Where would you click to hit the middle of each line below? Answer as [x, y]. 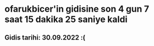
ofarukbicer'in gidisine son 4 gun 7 [77, 9]
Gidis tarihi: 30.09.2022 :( [45, 37]
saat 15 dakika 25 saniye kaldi [66, 19]
